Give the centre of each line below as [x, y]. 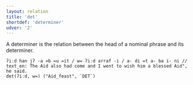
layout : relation [27, 11]
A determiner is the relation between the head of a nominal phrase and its [95, 44]
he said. [17, 71]
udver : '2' [19, 28]
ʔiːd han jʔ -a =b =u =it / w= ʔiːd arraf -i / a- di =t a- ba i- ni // [97, 61]
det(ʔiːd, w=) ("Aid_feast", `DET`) [51, 76]
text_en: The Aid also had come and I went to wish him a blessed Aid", [97, 66]
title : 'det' [22, 17]
